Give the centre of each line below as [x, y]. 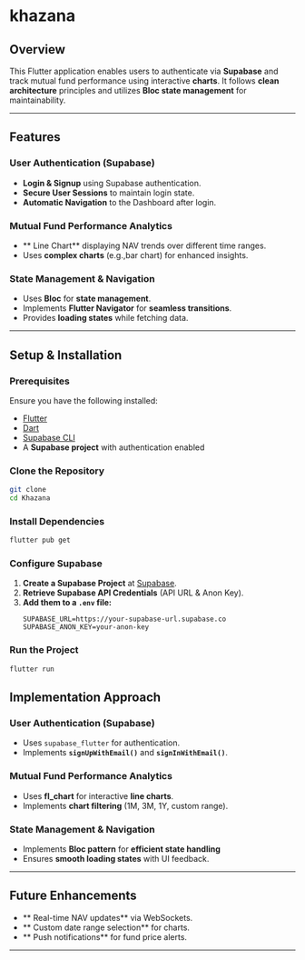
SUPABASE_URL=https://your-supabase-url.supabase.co [124, 619]
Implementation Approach [85, 698]
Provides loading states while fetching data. [105, 318]
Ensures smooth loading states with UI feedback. [116, 858]
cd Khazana [30, 498]
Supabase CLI [49, 437]
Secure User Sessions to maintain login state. [108, 193]
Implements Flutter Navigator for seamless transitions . [127, 308]
